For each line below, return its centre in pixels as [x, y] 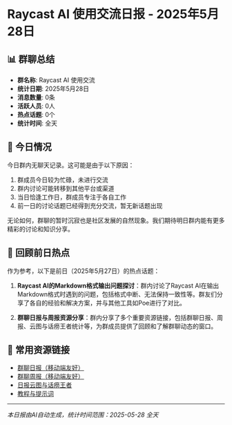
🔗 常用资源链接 [39, 350]
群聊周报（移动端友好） [50, 377]
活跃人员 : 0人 [36, 106]
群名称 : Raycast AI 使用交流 [56, 80]
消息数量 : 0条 [36, 97]
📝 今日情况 [29, 147]
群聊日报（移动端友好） [50, 368]
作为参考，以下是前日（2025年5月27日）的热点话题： [84, 271]
